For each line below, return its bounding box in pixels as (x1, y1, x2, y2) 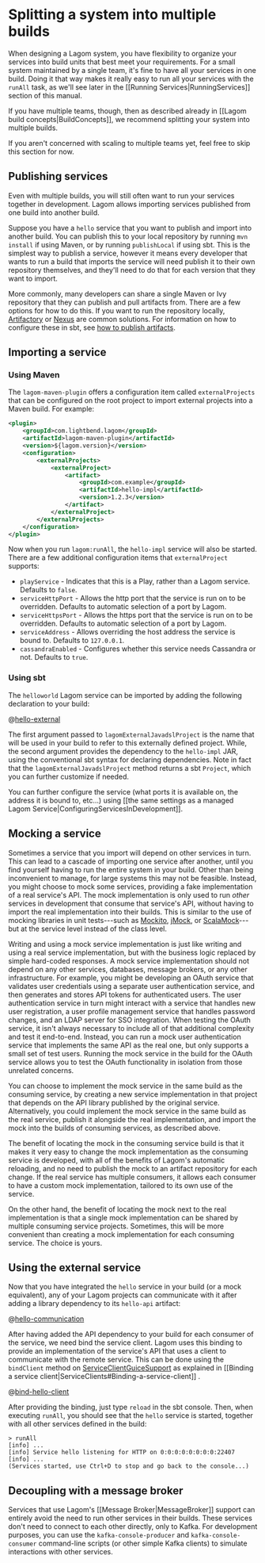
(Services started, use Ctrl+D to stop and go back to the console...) (8, 1462, 249, 1470)
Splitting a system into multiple (8, 6, 217, 24)
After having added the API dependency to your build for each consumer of (8, 1330, 255, 1339)
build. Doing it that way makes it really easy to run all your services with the (8, 74, 255, 83)
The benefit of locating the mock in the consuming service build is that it (8, 1138, 244, 1147)
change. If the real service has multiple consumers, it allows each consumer (8, 1172, 256, 1182)
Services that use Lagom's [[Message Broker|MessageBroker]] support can (8, 1505, 256, 1515)
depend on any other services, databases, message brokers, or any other (8, 964, 248, 974)
